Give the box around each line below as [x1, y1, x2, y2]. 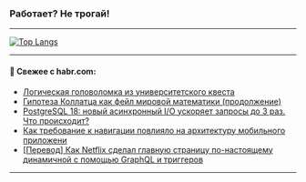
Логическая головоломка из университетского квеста [22, 86, 235, 97]
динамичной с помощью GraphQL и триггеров [22, 154, 203, 165]
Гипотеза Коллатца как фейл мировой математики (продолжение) [22, 96, 282, 106]
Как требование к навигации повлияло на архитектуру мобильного [22, 125, 286, 136]
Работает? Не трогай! [9, 7, 110, 20]
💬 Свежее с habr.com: [9, 66, 97, 76]
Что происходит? [22, 115, 89, 126]
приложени [22, 135, 67, 146]
